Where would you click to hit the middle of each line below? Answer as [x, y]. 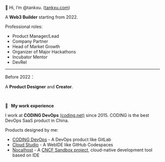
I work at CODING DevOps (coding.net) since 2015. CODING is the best [77, 115]
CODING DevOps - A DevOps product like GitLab [62, 139]
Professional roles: [24, 27]
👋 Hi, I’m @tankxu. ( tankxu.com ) [38, 8]
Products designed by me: [32, 130]
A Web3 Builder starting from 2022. [41, 17]
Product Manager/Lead [36, 36]
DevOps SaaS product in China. [37, 121]
